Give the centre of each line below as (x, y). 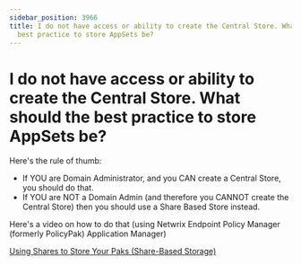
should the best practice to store (133, 117)
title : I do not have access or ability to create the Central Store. (144, 26)
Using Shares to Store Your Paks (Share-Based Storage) (113, 252)
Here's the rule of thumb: (56, 161)
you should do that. (58, 188)
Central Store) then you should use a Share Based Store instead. (141, 207)
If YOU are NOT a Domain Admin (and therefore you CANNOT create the (155, 198)
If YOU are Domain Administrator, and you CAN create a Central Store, (152, 178)
